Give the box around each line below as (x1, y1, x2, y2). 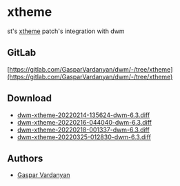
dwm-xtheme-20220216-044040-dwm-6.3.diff (17, 118, 152, 126)
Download (7, 92, 52, 104)
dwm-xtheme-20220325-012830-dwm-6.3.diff (17, 132, 152, 141)
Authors (7, 152, 43, 164)
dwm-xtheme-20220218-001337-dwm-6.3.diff (17, 125, 150, 134)
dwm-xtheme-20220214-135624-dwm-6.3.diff (17, 111, 150, 119)
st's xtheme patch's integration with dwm (7, 27, 126, 35)
